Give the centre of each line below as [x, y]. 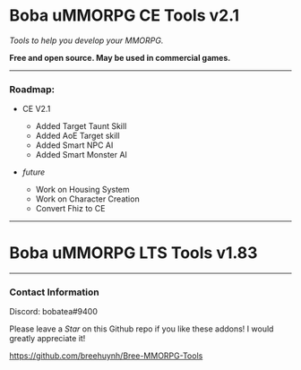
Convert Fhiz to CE [70, 209]
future [34, 172]
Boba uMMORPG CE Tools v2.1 [125, 16]
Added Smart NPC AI [74, 145]
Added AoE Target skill [77, 136]
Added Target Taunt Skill [81, 126]
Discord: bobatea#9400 [54, 312]
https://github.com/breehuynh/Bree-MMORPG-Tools [106, 356]
